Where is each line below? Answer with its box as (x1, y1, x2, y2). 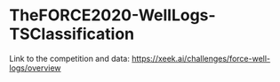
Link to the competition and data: (9, 53, 131, 63)
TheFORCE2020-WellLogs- (9, 5, 216, 26)
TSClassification (9, 24, 135, 44)
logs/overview (9, 63, 61, 73)
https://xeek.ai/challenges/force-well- (132, 53, 271, 63)
